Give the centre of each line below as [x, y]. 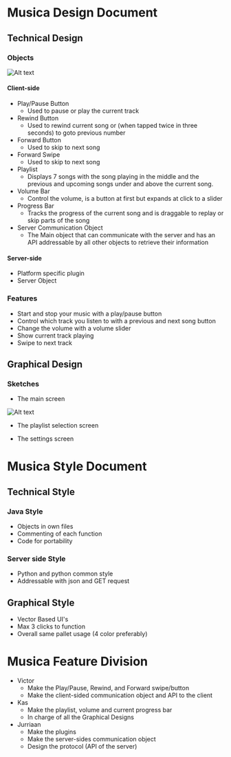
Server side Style [36, 559]
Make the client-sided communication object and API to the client [120, 695]
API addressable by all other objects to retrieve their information [118, 243]
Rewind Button [38, 118]
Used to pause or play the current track [83, 111]
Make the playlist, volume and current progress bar [100, 710]
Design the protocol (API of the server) [82, 747]
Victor [25, 681]
